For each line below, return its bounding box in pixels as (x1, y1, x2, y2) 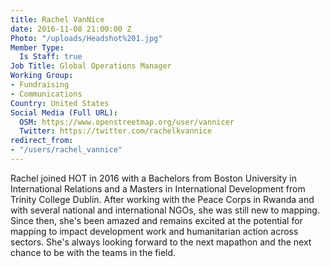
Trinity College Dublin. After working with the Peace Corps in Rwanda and (10, 193, 315, 205)
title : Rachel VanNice (10, 14, 105, 25)
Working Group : (10, 71, 74, 81)
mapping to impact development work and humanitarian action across (10, 225, 299, 237)
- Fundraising (10, 80, 70, 90)
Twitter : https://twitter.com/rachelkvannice (19, 126, 213, 136)
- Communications (10, 89, 83, 99)
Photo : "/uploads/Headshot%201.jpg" (10, 33, 163, 43)
